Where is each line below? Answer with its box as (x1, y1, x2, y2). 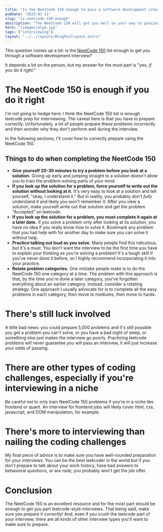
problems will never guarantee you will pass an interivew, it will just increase (5, 340, 157, 346)
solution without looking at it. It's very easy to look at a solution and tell (12, 188, 157, 194)
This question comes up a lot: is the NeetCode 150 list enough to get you (5, 47, 150, 53)
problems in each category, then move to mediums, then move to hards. (12, 291, 156, 297)
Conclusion (5, 485, 52, 496)
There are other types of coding (5, 362, 136, 373)
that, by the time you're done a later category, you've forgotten (12, 276, 138, 282)
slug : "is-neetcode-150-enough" (5, 16, 70, 21)
